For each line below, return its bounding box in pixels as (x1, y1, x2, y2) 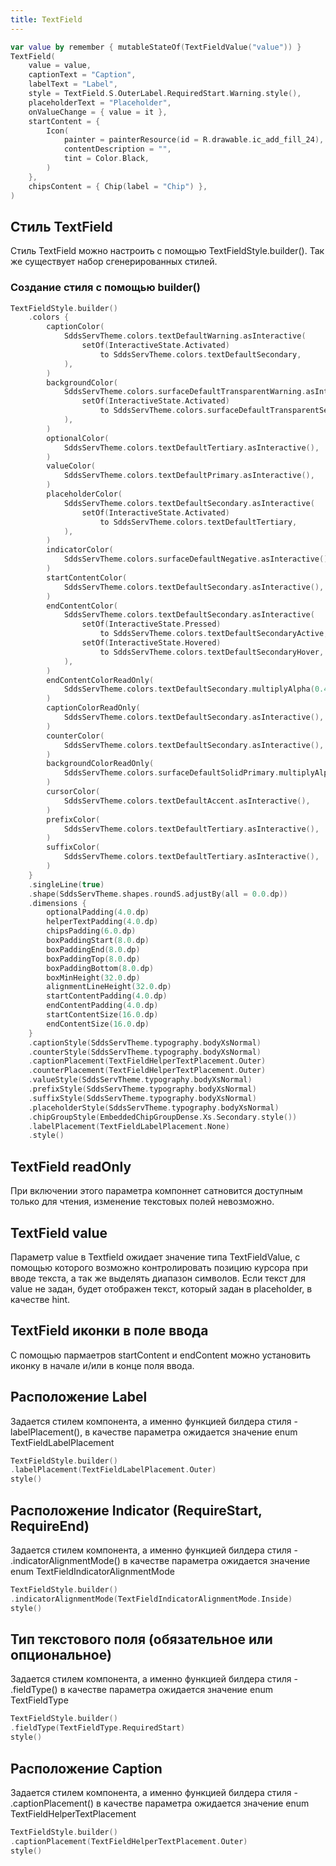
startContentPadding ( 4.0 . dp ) (46, 991, 168, 1001)
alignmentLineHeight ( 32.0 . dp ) (46, 982, 172, 992)
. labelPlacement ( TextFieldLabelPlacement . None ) (28, 1121, 230, 1131)
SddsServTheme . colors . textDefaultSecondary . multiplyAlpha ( (63, 684, 315, 695)
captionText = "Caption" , (28, 70, 137, 80)
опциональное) (10, 1647, 112, 1664)
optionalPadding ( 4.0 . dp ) (46, 907, 150, 918)
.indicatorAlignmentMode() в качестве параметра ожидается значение (10, 1555, 311, 1567)
